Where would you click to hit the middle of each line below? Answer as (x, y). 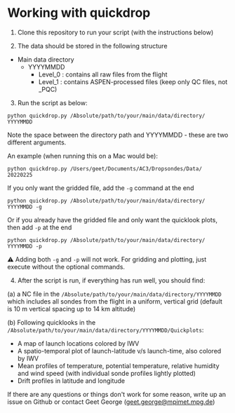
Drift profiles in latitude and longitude (71, 381)
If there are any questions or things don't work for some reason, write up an (117, 394)
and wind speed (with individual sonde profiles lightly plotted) (107, 373)
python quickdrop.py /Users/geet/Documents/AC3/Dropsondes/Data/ (105, 169)
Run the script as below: (52, 102)
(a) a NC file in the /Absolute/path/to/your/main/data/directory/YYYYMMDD (115, 294)
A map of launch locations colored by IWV (78, 343)
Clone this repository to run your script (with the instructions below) (115, 32)
